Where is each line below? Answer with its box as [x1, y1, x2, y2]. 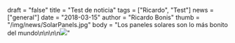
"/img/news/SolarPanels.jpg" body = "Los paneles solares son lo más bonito [7, 21, 228, 28]
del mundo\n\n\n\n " [7, 29, 70, 37]
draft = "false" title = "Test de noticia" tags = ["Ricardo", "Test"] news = [7, 6, 214, 14]
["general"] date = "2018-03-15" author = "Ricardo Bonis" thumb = [7, 13, 200, 21]
